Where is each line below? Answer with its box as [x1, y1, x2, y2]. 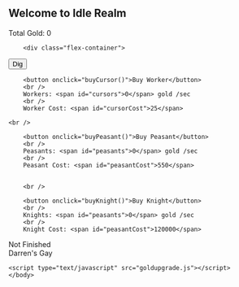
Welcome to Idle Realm [8, 7, 127, 20]
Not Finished [8, 239, 51, 249]
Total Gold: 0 [8, 28, 51, 37]
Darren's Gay [8, 248, 53, 258]
